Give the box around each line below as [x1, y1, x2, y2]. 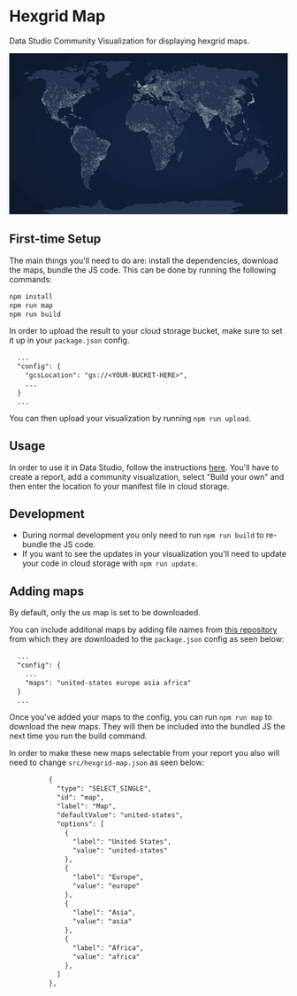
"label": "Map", [56, 802, 117, 811]
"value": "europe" [72, 882, 141, 891]
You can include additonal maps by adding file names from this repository [9, 624, 278, 635]
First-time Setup [9, 232, 102, 247]
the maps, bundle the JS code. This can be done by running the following [9, 264, 277, 275]
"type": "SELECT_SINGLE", [56, 784, 152, 793]
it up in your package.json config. [9, 335, 130, 345]
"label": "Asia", [72, 908, 137, 917]
